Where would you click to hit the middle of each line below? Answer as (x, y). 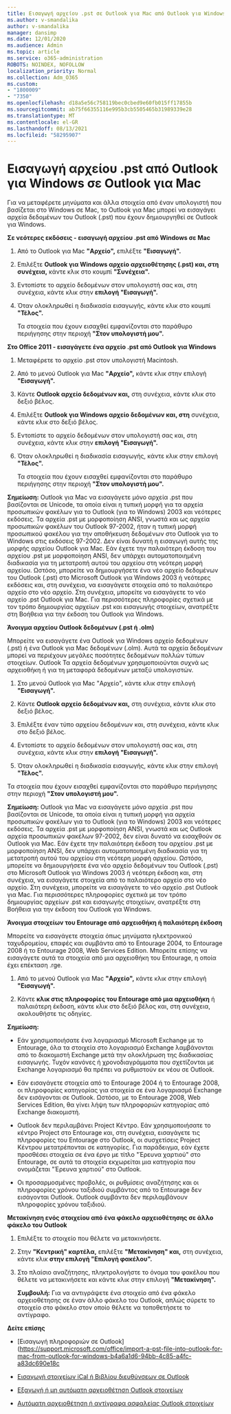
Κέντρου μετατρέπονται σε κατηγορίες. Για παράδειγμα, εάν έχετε (113, 1147)
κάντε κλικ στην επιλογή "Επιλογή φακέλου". (85, 1259)
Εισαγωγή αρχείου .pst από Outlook (113, 169)
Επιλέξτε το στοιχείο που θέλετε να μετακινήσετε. (89, 1239)
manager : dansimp (32, 33)
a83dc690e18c (38, 1363)
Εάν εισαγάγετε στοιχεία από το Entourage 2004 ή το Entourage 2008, (118, 1083)
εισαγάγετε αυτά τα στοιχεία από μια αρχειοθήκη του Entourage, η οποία (112, 958)
